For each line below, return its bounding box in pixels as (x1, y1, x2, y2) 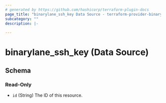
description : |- (5, 21, 39, 26)
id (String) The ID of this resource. (12, 92, 83, 98)
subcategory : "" (5, 16, 39, 21)
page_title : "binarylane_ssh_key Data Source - (5, 12, 105, 17)
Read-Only (5, 81, 32, 88)
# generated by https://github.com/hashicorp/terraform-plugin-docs (5, 7, 149, 12)
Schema (5, 66, 31, 74)
